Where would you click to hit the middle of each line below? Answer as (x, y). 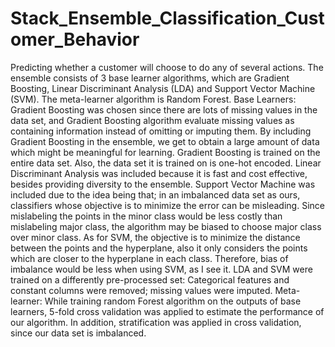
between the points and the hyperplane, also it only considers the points (159, 248)
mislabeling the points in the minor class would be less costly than (146, 216)
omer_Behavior (75, 39)
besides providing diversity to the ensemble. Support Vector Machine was (163, 184)
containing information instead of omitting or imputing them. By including (161, 131)
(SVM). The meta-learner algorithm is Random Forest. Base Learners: (153, 99)
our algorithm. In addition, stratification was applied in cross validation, (156, 322)
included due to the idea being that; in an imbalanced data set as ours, (155, 194)
